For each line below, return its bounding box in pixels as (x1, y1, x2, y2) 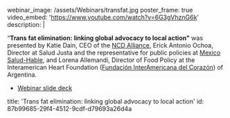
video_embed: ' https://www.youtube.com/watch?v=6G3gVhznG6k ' (7, 13, 200, 21)
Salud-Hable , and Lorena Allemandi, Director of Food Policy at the (7, 56, 195, 64)
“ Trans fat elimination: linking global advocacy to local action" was (7, 34, 203, 42)
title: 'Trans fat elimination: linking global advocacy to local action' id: (7, 97, 204, 106)
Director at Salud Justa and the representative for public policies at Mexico (7, 48, 221, 57)
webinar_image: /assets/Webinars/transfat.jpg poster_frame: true (7, 6, 193, 14)
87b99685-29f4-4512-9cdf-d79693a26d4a (7, 105, 132, 112)
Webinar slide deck (17, 84, 73, 92)
